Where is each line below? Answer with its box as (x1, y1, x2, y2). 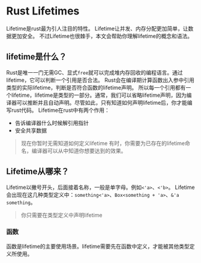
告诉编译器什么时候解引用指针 (14, 119, 89, 126)
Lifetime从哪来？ (6, 167, 70, 177)
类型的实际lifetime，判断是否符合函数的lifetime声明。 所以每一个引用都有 (6, 84, 186, 91)
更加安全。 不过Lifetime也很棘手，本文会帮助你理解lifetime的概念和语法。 (11, 32, 193, 40)
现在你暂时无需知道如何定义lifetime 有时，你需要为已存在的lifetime (20, 140, 185, 147)
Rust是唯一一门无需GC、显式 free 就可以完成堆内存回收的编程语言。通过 (6, 69, 183, 76)
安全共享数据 (14, 126, 47, 134)
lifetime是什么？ (6, 52, 67, 62)
